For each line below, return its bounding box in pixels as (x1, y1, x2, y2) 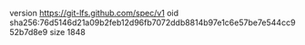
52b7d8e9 (9, 27, 48, 37)
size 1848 (49, 27, 86, 37)
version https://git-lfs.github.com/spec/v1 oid (9, 8, 179, 18)
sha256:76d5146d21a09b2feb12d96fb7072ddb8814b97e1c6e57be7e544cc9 (9, 17, 296, 28)
